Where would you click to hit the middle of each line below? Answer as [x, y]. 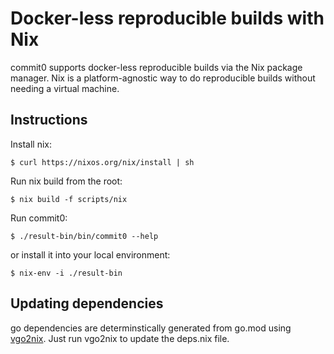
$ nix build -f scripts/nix [69, 199]
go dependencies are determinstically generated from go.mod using [151, 328]
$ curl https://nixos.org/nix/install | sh [102, 162]
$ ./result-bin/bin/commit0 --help [84, 236]
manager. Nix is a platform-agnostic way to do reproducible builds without [163, 78]
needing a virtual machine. [65, 88]
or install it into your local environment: [90, 254]
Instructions [49, 120]
